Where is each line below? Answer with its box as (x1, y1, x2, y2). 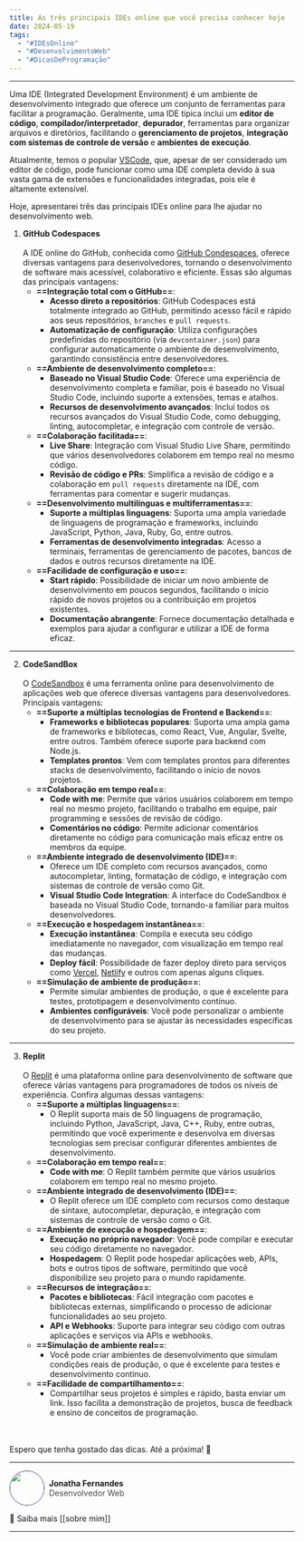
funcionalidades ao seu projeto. (49, 1311, 167, 1322)
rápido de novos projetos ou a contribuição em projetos (49, 595, 257, 605)
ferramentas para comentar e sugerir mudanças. (49, 489, 232, 499)
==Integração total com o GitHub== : (35, 286, 176, 296)
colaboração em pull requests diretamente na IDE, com (49, 479, 260, 489)
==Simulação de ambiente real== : (35, 1340, 167, 1351)
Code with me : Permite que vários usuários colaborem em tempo (49, 794, 294, 804)
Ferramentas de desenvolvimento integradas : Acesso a (49, 537, 262, 547)
